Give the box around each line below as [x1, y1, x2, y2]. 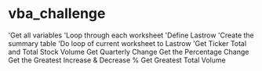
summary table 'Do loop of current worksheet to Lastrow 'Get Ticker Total [8, 38, 247, 48]
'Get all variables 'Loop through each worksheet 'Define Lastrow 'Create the [8, 30, 255, 40]
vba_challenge [8, 5, 106, 23]
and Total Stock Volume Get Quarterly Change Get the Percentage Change [8, 47, 249, 56]
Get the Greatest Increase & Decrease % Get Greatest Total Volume [8, 55, 226, 65]
